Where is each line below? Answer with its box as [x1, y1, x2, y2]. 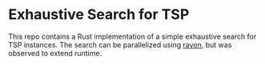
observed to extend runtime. [8, 48, 102, 58]
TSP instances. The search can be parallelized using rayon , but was [8, 40, 232, 49]
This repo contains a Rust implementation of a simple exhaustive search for [8, 32, 257, 41]
